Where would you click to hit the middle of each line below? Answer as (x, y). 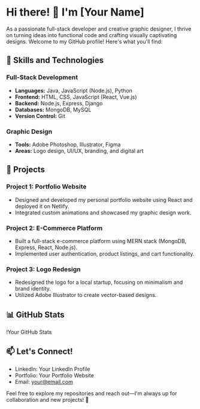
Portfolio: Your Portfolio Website (54, 375)
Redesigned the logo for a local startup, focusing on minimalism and (99, 282)
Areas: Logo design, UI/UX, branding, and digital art (79, 151)
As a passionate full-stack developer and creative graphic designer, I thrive (99, 29)
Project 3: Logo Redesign (43, 269)
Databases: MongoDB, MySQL (53, 110)
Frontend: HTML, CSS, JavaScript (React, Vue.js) (76, 97)
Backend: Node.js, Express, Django (59, 103)
